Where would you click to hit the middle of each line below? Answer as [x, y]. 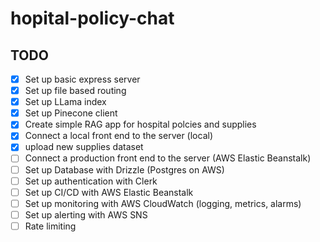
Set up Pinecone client [71, 113]
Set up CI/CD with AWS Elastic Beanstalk [109, 192]
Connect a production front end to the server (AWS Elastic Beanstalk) [168, 158]
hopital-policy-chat [92, 18]
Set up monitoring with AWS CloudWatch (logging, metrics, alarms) [163, 203]
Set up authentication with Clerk [91, 181]
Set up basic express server [82, 79]
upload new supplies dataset [84, 147]
